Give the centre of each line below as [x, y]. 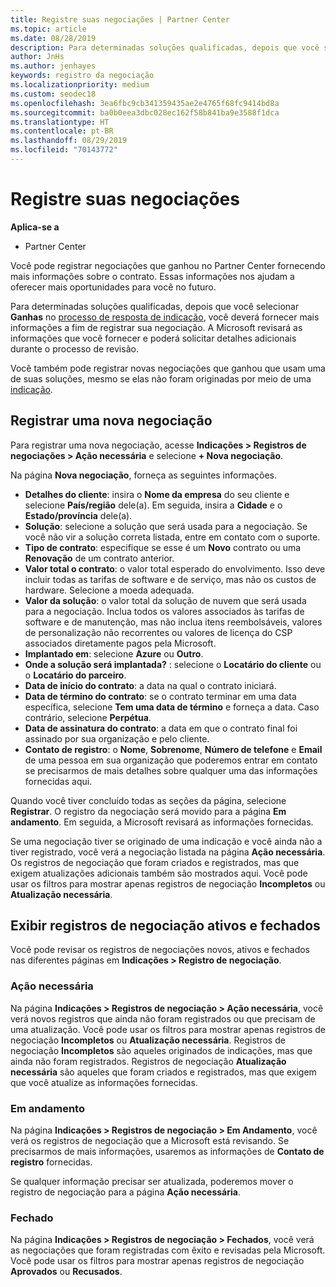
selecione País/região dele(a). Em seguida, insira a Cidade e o [153, 505]
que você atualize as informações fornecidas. [104, 1082]
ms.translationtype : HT [60, 122]
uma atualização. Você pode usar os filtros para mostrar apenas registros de [168, 1029]
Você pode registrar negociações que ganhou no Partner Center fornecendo [168, 265]
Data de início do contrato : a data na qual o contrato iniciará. [150, 685]
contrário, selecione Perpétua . [88, 717]
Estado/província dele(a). [78, 515]
